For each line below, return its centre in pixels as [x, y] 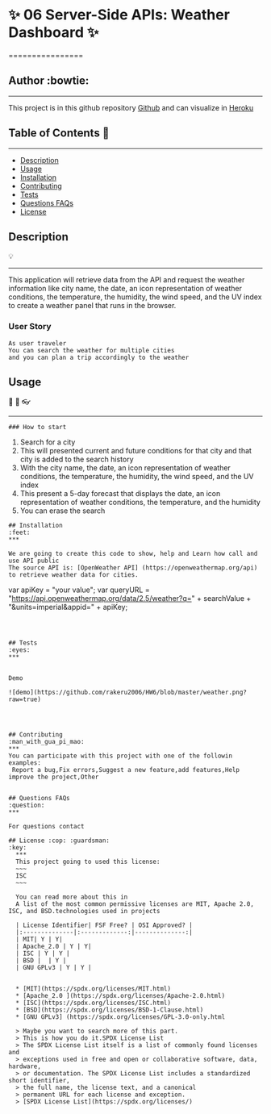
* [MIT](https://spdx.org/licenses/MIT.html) [94, 989]
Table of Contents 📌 [59, 134]
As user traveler [38, 343]
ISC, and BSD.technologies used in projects [84, 912]
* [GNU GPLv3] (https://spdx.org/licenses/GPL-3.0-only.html [121, 1017]
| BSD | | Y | [41, 961]
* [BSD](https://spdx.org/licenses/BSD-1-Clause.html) [110, 1010]
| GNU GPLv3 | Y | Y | [54, 968]
